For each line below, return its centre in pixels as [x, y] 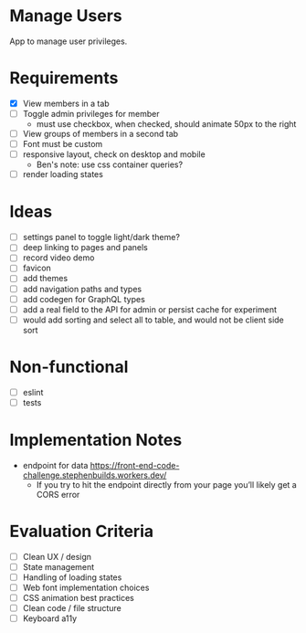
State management [58, 566]
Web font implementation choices [86, 587]
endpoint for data [55, 465]
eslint [33, 392]
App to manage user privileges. [69, 41]
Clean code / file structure [72, 608]
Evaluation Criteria [81, 531]
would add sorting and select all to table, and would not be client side [153, 320]
